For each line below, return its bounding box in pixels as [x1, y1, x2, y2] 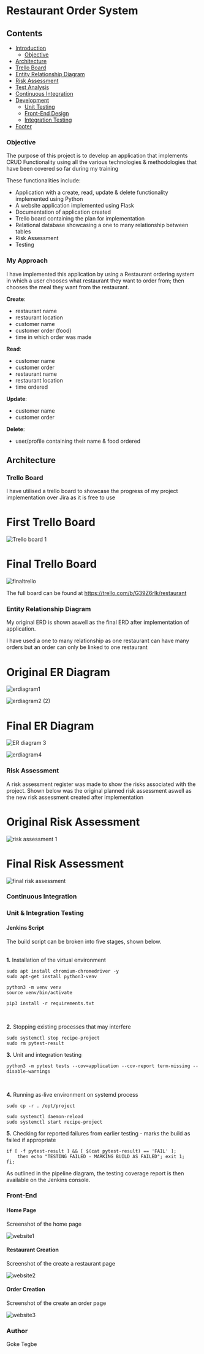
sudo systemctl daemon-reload [6, 1113, 84, 1119]
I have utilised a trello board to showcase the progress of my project [6, 488, 178, 495]
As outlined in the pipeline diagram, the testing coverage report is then [6, 1169, 184, 1177]
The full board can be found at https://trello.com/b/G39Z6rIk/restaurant [6, 589, 187, 597]
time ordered [15, 383, 48, 391]
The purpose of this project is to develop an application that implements [6, 152, 188, 160]
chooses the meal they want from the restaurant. [6, 283, 130, 290]
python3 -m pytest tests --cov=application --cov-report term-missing [6, 1063, 191, 1069]
